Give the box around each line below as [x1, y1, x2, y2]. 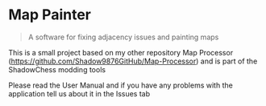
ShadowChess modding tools [8, 64, 106, 74]
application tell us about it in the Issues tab [8, 88, 151, 98]
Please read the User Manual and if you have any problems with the [8, 80, 234, 90]
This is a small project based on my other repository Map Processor [8, 47, 234, 57]
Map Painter [8, 6, 91, 24]
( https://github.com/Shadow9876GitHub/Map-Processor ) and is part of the [8, 56, 258, 66]
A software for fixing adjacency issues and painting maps [27, 32, 219, 42]
